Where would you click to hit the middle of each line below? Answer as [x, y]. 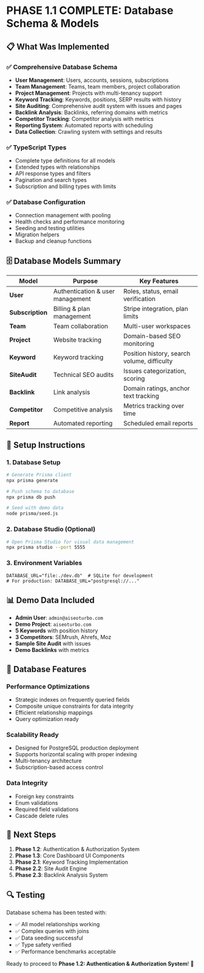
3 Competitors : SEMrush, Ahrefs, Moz [63, 637]
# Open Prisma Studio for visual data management [70, 542]
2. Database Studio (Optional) [51, 529]
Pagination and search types [51, 180]
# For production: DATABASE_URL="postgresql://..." [73, 581]
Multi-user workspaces [157, 327]
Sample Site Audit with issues [53, 643]
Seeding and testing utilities [50, 228]
